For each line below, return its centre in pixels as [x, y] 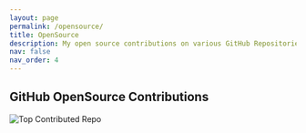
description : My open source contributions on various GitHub [130, 43]
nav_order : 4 [34, 60]
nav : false [30, 52]
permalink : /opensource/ [56, 26]
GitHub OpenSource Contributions [109, 97]
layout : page [34, 18]
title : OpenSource [44, 35]
